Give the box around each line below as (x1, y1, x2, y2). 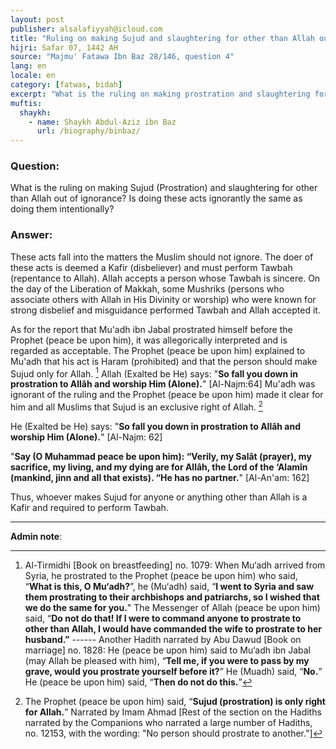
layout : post (10, 14, 65, 25)
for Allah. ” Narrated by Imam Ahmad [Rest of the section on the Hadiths (24, 706, 322, 718)
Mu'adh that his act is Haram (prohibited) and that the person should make (10, 355, 318, 367)
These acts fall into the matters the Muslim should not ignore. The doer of (10, 251, 314, 263)
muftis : (10, 98, 43, 108)
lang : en (10, 61, 47, 71)
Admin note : (10, 531, 63, 543)
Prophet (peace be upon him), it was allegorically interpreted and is (10, 334, 288, 346)
